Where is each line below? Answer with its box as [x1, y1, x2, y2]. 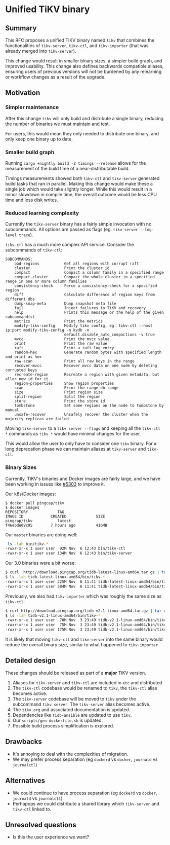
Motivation [5, 89, 40, 97]
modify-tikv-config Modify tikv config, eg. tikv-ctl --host [14, 323, 153, 328]
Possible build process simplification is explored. [12, 722, 115, 728]
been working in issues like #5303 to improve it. [5, 481, 105, 487]
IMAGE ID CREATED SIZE [5, 513, 105, 519]
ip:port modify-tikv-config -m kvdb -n [5, 328, 90, 333]
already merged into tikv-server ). [5, 48, 76, 54]
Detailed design [5, 656, 56, 665]
